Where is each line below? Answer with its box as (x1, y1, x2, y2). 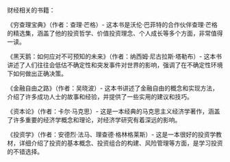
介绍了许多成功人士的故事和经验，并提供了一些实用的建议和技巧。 (7, 93, 193, 101)
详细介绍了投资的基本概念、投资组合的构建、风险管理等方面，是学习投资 (18, 139, 223, 147)
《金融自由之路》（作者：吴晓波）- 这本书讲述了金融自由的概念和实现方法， (7, 84, 219, 92)
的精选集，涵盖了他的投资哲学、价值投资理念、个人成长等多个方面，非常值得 (7, 30, 223, 37)
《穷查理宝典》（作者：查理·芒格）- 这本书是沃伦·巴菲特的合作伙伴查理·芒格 (7, 21, 218, 29)
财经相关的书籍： (7, 6, 55, 14)
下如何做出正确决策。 (7, 69, 67, 78)
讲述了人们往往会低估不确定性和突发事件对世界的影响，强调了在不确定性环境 (7, 61, 223, 69)
